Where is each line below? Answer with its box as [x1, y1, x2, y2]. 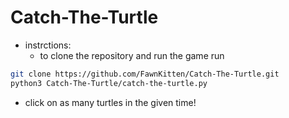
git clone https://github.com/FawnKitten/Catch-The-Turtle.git [10, 69, 280, 79]
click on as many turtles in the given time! [24, 96, 197, 108]
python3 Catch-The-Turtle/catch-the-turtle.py [10, 78, 208, 88]
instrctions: [24, 39, 72, 51]
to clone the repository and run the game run [39, 49, 225, 61]
